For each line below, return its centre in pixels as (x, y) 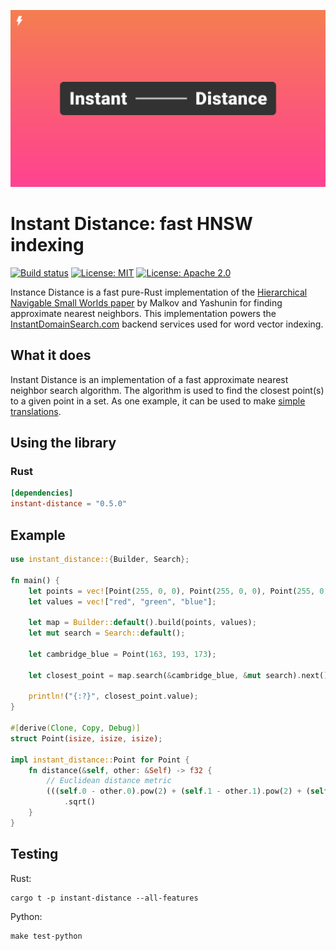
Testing (34, 854)
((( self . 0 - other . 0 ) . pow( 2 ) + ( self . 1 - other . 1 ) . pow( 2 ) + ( (178, 791)
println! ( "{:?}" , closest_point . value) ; (113, 696)
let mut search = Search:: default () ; (107, 633)
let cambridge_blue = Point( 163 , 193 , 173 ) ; (122, 654)
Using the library (63, 443)
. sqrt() (80, 802)
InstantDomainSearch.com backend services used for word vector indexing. (167, 324)
